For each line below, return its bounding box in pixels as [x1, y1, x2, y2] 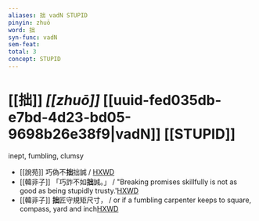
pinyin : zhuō [8, 19, 51, 27]
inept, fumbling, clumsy [8, 150, 85, 161]
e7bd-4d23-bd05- [8, 109, 131, 126]
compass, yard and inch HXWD [19, 204, 119, 213]
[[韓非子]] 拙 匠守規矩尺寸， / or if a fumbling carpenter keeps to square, [19, 195, 252, 205]
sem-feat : [8, 41, 41, 49]
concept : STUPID [8, 56, 61, 63]
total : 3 [8, 48, 37, 56]
